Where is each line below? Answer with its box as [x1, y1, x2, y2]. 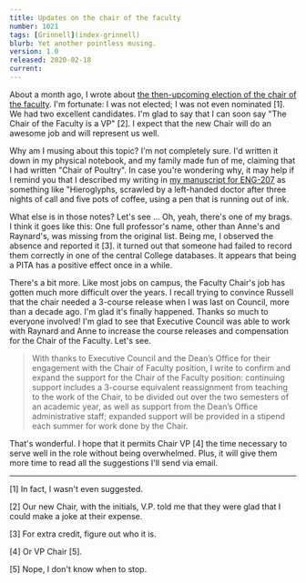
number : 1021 [9, 22, 59, 31]
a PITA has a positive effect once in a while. [9, 259, 173, 270]
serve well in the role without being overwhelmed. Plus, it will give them [9, 447, 278, 458]
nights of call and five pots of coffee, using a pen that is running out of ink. [9, 193, 290, 205]
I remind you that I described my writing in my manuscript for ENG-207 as [9, 174, 286, 185]
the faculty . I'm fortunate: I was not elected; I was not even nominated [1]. [9, 98, 285, 109]
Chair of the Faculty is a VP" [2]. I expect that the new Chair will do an [9, 117, 271, 128]
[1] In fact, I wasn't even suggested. [9, 483, 144, 494]
